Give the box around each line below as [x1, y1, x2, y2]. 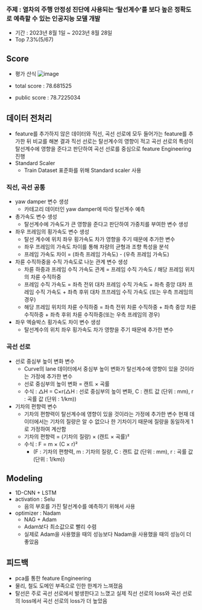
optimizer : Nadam [14, 509, 62, 517]
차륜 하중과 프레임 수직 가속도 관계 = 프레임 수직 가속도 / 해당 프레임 [24, 266, 184, 273]
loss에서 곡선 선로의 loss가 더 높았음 [21, 597, 107, 605]
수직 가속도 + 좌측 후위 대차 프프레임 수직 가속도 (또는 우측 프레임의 [35, 288, 194, 296]
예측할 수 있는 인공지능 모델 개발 [13, 14, 101, 22]
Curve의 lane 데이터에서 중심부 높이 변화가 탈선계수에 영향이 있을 [24, 365, 178, 372]
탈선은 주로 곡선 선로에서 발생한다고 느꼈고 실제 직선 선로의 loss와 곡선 [14, 590, 181, 597]
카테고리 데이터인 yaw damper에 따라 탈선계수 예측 [24, 206, 145, 213]
